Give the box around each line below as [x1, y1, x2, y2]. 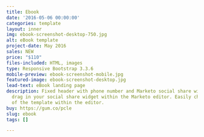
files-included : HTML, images [6, 60, 83, 66]
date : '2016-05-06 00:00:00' [6, 15, 80, 21]
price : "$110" [6, 54, 42, 60]
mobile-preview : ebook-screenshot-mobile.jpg [6, 71, 123, 77]
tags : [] [6, 116, 29, 122]
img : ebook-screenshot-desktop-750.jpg [6, 32, 107, 38]
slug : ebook [6, 111, 36, 117]
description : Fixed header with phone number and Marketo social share [6, 88, 191, 94]
